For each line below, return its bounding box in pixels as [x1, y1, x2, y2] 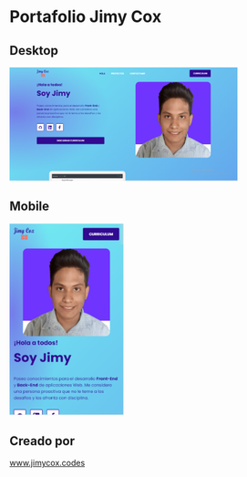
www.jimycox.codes [9, 458, 86, 469]
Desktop [9, 43, 59, 58]
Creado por [9, 433, 76, 449]
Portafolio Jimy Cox [9, 6, 162, 27]
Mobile [9, 199, 50, 214]
